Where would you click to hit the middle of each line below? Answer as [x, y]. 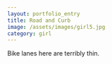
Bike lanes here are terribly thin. [54, 53]
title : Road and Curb [39, 20]
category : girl [30, 33]
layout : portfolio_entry [44, 14]
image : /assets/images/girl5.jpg [56, 27]
